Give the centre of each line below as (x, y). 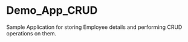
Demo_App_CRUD (52, 10)
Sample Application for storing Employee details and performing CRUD (94, 27)
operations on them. (31, 33)
